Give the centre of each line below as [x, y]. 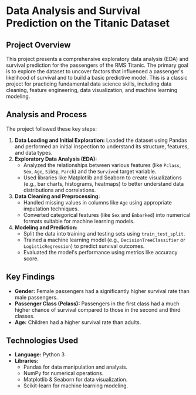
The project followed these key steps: [52, 129]
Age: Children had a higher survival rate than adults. [78, 322]
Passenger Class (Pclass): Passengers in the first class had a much [97, 304]
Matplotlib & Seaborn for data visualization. [75, 380]
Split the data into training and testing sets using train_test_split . [104, 233]
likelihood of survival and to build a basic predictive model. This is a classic [97, 78]
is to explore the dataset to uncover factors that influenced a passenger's [95, 71]
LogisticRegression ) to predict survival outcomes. [84, 246]
